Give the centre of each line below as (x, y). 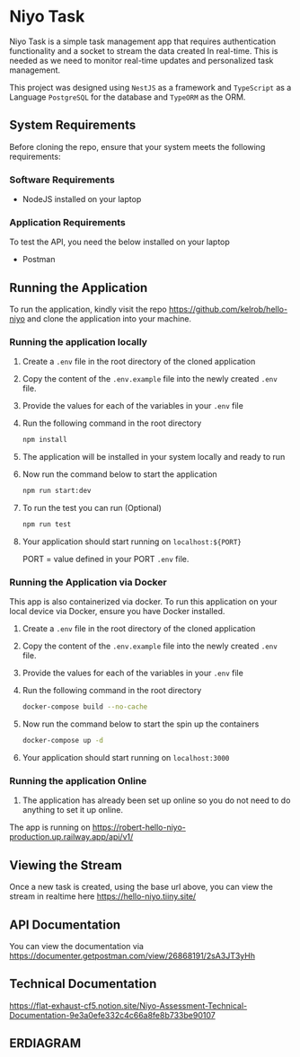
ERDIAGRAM (45, 1044)
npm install (44, 440)
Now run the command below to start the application (119, 474)
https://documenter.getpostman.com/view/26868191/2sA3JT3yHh (132, 956)
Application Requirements (67, 222)
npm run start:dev (57, 491)
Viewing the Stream (66, 865)
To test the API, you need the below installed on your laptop (120, 242)
